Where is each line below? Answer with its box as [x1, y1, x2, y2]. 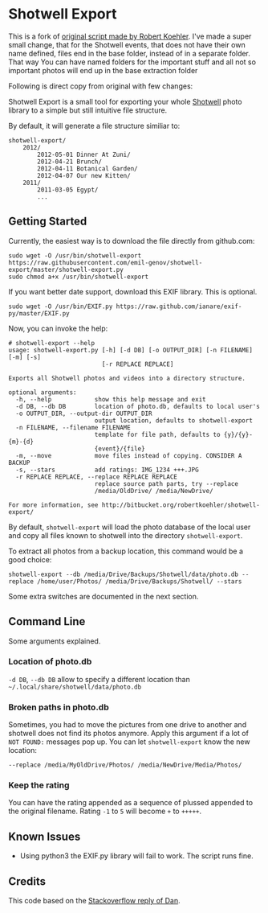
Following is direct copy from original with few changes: [8, 81, 193, 91]
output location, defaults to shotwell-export [94, 416, 253, 425]
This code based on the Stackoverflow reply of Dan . [8, 896, 181, 906]
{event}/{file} [94, 444, 146, 453]
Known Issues [8, 829, 81, 843]
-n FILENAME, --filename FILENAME [15, 423, 131, 431]
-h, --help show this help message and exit [15, 395, 206, 403]
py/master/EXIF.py [8, 309, 70, 318]
